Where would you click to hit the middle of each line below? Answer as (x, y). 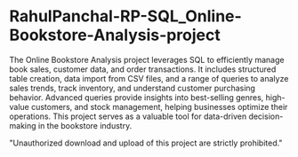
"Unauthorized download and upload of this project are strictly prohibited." (146, 143)
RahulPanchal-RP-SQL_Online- (125, 16)
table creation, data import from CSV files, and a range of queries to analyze (149, 78)
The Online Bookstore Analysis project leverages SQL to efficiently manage (147, 59)
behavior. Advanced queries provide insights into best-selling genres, (137, 97)
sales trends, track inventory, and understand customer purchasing (133, 88)
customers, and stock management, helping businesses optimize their (159, 106)
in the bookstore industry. (85, 125)
